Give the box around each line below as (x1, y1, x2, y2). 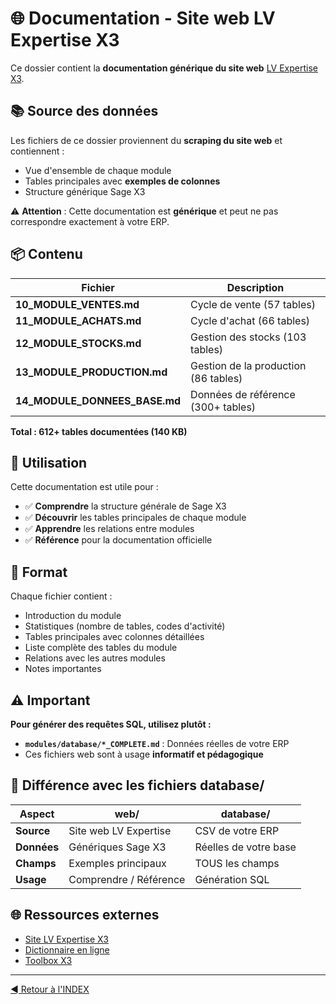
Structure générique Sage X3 (24, 185, 146, 197)
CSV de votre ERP (194, 823, 280, 837)
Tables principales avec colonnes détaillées (24, 631, 205, 643)
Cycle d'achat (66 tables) (190, 313, 311, 327)
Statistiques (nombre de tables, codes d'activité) (24, 620, 226, 632)
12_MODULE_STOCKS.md (15, 336, 142, 350)
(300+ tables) (190, 400, 257, 414)
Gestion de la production (190, 358, 307, 372)
